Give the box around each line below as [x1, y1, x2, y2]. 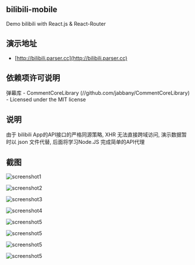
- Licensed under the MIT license [6, 96, 86, 103]
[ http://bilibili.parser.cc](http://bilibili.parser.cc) [14, 54, 128, 61]
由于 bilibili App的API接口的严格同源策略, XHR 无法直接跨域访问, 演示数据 [6, 131, 182, 138]
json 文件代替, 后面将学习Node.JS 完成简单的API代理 [17, 139, 145, 146]
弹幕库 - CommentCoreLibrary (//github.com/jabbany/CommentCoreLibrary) [6, 90, 190, 97]
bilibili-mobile [6, 5, 57, 15]
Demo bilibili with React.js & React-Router [6, 20, 107, 27]
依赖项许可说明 [6, 73, 60, 83]
